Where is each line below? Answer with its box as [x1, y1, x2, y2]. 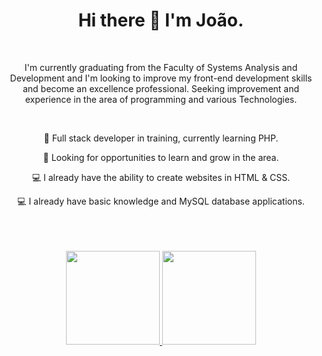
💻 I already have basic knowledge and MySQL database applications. [17, 195, 305, 207]
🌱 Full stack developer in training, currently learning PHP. [43, 132, 279, 144]
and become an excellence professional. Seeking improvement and [22, 82, 300, 94]
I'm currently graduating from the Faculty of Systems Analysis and [24, 61, 298, 73]
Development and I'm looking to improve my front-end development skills [9, 72, 313, 84]
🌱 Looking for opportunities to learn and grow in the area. [42, 151, 280, 163]
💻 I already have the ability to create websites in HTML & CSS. [31, 171, 291, 183]
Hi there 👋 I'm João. [77, 9, 245, 32]
